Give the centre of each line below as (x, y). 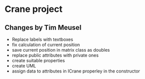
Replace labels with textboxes (42, 39)
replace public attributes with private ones (55, 55)
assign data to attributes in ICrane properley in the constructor (76, 71)
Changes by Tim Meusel (43, 28)
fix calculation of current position (46, 45)
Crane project (34, 9)
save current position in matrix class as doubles (61, 50)
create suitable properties (38, 60)
